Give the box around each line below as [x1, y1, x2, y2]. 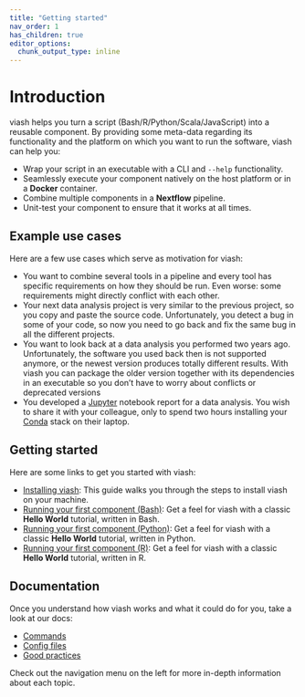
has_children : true [9, 30, 84, 39]
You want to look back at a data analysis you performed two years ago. [22, 338, 290, 349]
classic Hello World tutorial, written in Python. [22, 533, 196, 544]
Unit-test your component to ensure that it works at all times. [22, 203, 252, 213]
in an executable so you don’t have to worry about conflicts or [22, 377, 257, 388]
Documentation [9, 578, 100, 594]
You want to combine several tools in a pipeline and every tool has [22, 270, 272, 281]
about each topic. [9, 677, 76, 688]
